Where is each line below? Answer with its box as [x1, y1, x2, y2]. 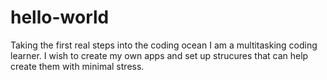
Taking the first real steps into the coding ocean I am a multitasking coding [10, 39, 318, 51]
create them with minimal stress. [10, 60, 145, 72]
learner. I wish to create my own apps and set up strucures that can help [10, 49, 309, 61]
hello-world [10, 6, 110, 29]
